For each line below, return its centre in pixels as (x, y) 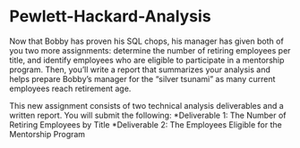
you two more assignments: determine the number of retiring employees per (150, 50)
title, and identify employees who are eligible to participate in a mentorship (147, 60)
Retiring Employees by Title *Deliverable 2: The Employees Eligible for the (146, 124)
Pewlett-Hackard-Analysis (111, 16)
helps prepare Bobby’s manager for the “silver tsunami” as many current (142, 78)
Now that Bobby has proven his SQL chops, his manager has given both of (146, 41)
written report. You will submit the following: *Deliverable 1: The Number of (148, 115)
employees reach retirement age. (70, 88)
